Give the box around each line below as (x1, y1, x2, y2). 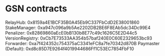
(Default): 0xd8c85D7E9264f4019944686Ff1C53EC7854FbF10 (5, 46, 135, 52)
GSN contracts (5, 3, 67, 14)
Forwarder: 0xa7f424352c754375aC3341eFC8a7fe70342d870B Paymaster (5, 40, 160, 46)
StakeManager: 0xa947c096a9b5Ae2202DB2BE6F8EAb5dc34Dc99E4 (5, 24, 151, 30)
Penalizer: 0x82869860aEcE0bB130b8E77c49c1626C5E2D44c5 (5, 30, 138, 36)
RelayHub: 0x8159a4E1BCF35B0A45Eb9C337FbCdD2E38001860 (5, 19, 140, 25)
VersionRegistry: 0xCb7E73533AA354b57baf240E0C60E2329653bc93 (5, 35, 153, 41)
